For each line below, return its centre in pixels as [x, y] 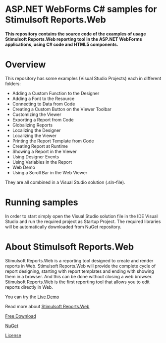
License [13, 335]
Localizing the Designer [36, 130]
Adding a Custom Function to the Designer [56, 93]
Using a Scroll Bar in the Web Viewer [50, 172]
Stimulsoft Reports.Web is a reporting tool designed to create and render [79, 260]
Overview [26, 64]
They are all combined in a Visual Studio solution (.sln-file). [65, 182]
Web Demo [24, 167]
